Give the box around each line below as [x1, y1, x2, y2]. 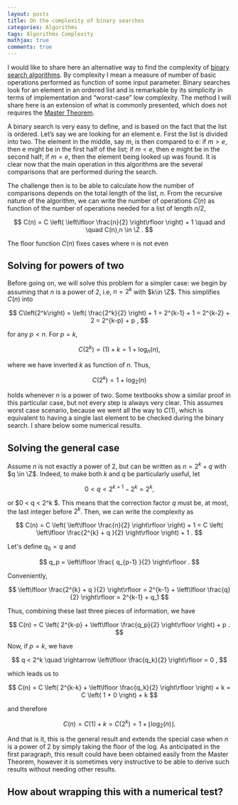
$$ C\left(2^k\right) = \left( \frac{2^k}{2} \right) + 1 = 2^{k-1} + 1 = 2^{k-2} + [9, 309, 230, 317]
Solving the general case [7, 442, 119, 454]
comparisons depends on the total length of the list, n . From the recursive [7, 189, 222, 197]
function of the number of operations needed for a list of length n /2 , [7, 204, 206, 212]
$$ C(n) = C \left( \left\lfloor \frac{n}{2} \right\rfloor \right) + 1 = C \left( [15, 521, 224, 530]
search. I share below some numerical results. [7, 421, 142, 430]
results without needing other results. [7, 765, 117, 774]
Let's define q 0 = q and [7, 542, 76, 552]
